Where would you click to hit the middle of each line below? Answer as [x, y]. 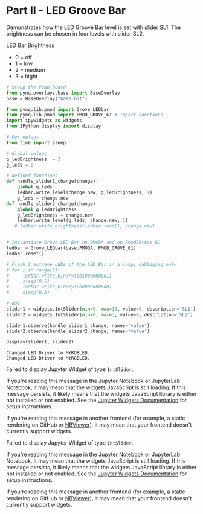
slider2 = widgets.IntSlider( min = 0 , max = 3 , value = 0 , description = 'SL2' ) [100, 314]
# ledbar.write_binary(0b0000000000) [59, 287]
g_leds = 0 [20, 165]
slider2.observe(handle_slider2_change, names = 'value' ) [78, 331]
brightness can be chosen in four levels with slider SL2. [75, 33]
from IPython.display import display [54, 126]
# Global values [27, 154]
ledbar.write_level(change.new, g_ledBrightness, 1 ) [85, 193]
